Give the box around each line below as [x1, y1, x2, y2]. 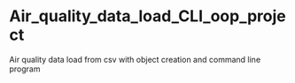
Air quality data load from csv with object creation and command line [9, 54, 261, 64]
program [9, 64, 41, 74]
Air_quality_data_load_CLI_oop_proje [9, 6, 286, 26]
